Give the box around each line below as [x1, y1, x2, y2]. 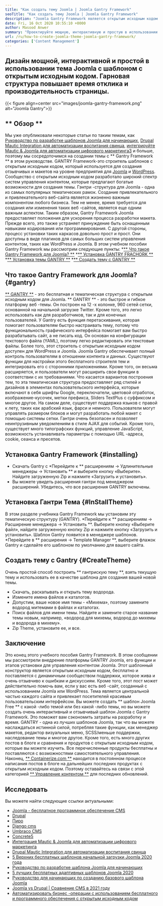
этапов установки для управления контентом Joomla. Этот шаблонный [5, 662, 153, 668]
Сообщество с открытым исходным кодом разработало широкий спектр [5, 174, 157, 180]
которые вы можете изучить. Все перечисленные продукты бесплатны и [5, 745, 157, 751]
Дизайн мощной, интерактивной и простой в [5, 57, 149, 65]
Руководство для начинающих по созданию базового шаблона [12, 875, 144, 881]
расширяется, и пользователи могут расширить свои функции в [5, 369, 139, 375]
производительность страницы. [5, 87, 109, 95]
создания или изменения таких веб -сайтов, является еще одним [5, 205, 142, 211]
